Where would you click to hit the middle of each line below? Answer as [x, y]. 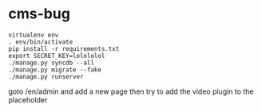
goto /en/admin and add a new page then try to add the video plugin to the [131, 91]
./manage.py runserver [46, 76]
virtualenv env [34, 35]
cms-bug [39, 14]
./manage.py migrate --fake [55, 70]
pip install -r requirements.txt [64, 48]
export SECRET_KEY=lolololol [57, 56]
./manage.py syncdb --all [51, 63]
